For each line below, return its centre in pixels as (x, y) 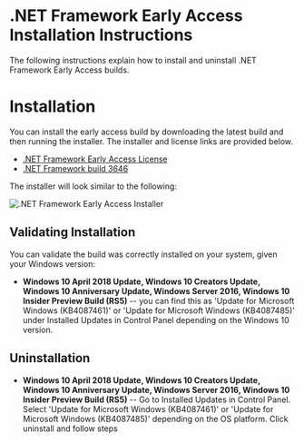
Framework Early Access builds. (69, 70)
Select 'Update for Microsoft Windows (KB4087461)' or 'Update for (148, 409)
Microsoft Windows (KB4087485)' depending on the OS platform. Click (155, 418)
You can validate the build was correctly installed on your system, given (143, 254)
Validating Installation (73, 232)
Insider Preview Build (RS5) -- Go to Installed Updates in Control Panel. (157, 399)
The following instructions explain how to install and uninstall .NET (133, 60)
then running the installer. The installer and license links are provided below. (151, 141)
